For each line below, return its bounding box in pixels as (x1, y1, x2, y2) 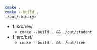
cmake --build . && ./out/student (19, 29, 92, 35)
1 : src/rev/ (12, 23, 33, 29)
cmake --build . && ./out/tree (19, 40, 86, 45)
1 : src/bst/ (12, 34, 33, 40)
